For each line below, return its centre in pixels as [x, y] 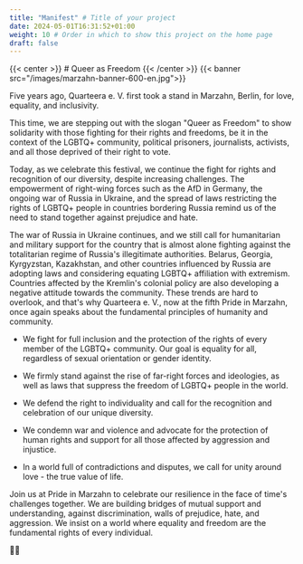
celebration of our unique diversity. [88, 413]
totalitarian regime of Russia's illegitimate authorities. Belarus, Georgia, [141, 254]
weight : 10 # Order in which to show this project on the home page [141, 34]
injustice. [39, 450]
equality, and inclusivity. [54, 106]
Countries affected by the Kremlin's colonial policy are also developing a [144, 283]
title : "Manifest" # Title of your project [93, 18]
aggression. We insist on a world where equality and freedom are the [138, 523]
